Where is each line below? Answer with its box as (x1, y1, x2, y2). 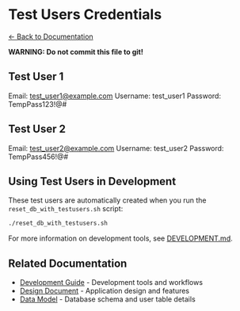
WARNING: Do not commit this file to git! (8, 47, 144, 56)
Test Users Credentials (8, 6, 162, 24)
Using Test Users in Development (8, 174, 177, 188)
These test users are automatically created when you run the (8, 195, 208, 205)
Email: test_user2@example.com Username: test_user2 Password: (8, 143, 224, 153)
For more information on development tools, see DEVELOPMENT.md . (8, 233, 234, 243)
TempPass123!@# (8, 99, 67, 108)
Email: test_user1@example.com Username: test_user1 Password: (8, 91, 222, 101)
